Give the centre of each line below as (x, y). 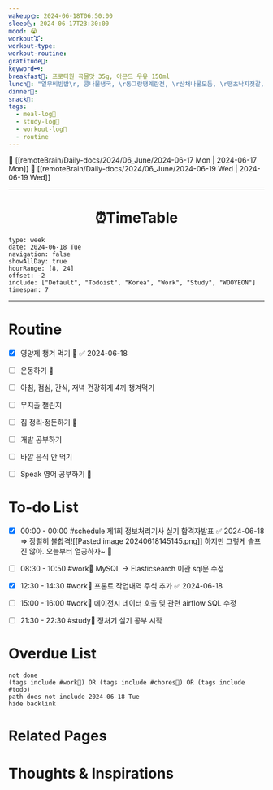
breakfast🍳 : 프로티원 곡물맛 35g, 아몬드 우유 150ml (89, 76)
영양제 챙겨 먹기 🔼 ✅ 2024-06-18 (74, 353)
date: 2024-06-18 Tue (45, 247)
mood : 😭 (23, 31)
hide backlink (32, 704)
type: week (27, 240)
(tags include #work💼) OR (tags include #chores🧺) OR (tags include (127, 683)
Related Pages (58, 736)
